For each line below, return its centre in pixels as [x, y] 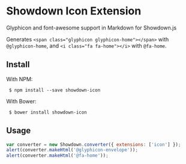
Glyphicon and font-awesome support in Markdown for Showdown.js [91, 28]
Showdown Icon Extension [74, 11]
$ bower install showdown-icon [48, 112]
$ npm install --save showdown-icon [55, 90]
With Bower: [21, 101]
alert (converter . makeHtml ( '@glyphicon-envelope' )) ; [72, 150]
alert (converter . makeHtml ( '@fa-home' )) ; [58, 156]
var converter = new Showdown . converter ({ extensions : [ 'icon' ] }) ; [94, 144]
